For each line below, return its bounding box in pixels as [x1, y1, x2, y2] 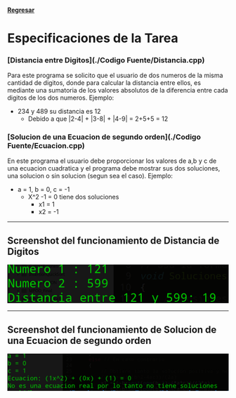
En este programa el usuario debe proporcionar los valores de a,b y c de [7, 157, 217, 165]
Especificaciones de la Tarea [7, 30, 178, 46]
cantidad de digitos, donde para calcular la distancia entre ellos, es [7, 79, 202, 87]
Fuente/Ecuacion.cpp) [7, 141, 86, 150]
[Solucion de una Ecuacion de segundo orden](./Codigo [7, 132, 202, 142]
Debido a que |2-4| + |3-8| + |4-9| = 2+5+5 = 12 [27, 114, 169, 123]
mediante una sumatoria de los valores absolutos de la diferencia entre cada [7, 86, 228, 95]
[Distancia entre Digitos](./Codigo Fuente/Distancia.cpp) [7, 55, 205, 65]
